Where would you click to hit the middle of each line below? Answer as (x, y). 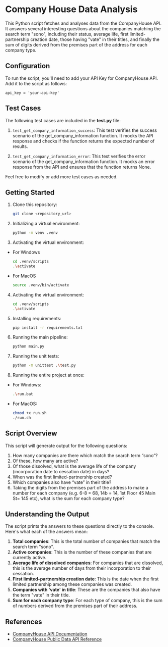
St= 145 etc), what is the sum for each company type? (68, 498)
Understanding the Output (47, 514)
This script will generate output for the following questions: (66, 445)
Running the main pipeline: (40, 337)
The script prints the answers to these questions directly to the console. (80, 526)
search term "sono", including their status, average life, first (67, 34)
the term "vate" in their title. (41, 595)
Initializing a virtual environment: (46, 224)
